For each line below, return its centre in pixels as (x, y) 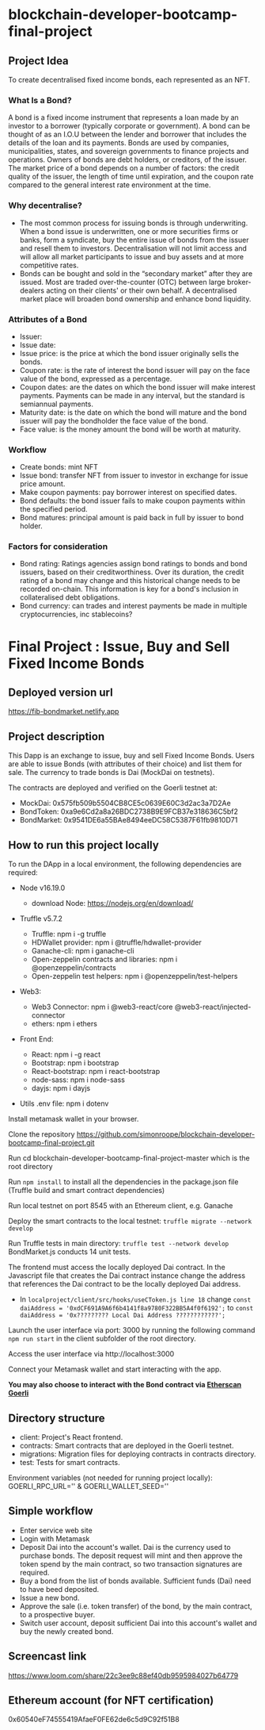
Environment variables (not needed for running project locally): (110, 1478)
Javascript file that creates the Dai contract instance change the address (127, 1275)
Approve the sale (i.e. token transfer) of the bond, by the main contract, (136, 1606)
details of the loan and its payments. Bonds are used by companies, (119, 143)
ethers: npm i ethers (64, 1024)
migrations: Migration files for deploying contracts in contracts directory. (138, 1454)
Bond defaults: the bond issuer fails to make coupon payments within (132, 501)
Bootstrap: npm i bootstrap (75, 1063)
